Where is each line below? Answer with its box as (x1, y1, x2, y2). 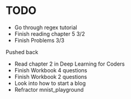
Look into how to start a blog (14, 80, 86, 87)
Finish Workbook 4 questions (14, 66, 88, 73)
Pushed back (5, 48, 39, 55)
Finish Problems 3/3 (14, 36, 65, 44)
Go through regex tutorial (14, 24, 77, 31)
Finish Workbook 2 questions (14, 73, 88, 80)
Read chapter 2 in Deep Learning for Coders (14, 60, 125, 67)
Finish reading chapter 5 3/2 (14, 30, 85, 37)
